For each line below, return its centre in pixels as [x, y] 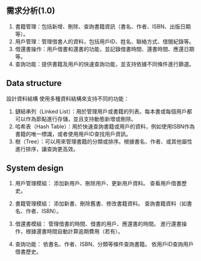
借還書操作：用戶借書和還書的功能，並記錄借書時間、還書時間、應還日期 [104, 49]
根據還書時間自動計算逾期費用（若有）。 [74, 232]
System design [35, 168]
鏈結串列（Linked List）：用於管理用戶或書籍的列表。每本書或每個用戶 [101, 111]
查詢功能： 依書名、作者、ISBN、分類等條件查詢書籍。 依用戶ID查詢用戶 [104, 244]
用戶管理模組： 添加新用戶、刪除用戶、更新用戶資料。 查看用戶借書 [98, 183]
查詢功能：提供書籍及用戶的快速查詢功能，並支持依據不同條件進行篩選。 [104, 64]
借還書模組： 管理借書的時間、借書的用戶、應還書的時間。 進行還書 [98, 224]
